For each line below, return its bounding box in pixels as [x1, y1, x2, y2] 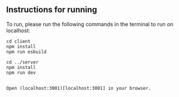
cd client [6, 38, 31, 44]
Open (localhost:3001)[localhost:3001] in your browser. [6, 85, 151, 91]
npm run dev [6, 70, 36, 76]
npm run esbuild [6, 49, 47, 55]
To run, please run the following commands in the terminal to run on [6, 20, 174, 27]
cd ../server [6, 59, 39, 65]
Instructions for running [6, 5, 98, 15]
